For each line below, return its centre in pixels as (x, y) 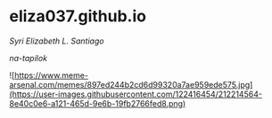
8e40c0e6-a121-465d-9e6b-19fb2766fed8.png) (98, 103)
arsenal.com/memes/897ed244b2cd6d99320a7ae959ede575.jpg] (131, 84)
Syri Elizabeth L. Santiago (57, 41)
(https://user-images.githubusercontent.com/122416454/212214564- (136, 94)
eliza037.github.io (78, 16)
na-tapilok (28, 58)
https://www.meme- (52, 75)
